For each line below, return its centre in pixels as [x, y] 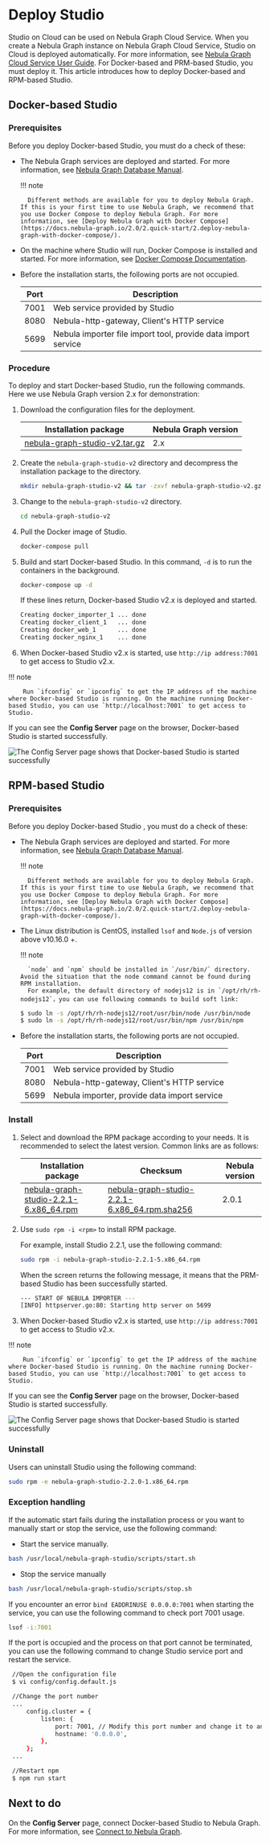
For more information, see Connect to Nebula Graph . [95, 1831]
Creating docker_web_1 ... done [83, 630]
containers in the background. [70, 570]
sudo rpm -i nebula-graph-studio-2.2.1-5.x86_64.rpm [110, 1259]
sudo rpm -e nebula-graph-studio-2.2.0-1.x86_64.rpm [98, 1481]
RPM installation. [51, 984]
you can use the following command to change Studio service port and [126, 1651]
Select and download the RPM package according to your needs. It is [134, 1137]
